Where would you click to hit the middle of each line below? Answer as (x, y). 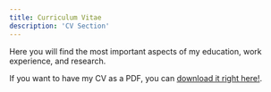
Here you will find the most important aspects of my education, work (135, 51)
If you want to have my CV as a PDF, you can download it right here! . (135, 78)
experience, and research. (58, 61)
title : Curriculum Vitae (55, 17)
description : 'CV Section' (59, 26)
